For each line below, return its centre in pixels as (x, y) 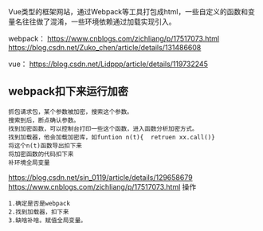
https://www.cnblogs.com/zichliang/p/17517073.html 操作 (102, 186)
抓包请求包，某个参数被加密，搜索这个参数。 (71, 112)
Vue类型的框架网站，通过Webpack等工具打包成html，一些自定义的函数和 (128, 12)
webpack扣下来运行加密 (69, 91)
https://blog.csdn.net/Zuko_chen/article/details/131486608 (105, 47)
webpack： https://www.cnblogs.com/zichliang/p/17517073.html (114, 39)
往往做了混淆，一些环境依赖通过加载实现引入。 (99, 22)
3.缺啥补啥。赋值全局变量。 (48, 220)
